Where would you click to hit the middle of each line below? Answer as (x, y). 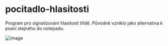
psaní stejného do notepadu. (35, 28)
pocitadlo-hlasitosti (47, 9)
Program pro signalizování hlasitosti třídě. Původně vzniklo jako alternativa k (84, 23)
